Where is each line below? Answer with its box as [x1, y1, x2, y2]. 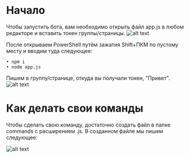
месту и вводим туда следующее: [6, 47, 93, 54]
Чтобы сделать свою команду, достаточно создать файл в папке [6, 121, 171, 128]
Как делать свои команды [6, 102, 144, 115]
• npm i [6, 59, 26, 65]
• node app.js [6, 64, 42, 70]
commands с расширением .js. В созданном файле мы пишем [6, 127, 163, 134]
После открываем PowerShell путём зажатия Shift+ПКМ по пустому [6, 41, 179, 48]
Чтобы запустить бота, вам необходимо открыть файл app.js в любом [6, 23, 184, 30]
